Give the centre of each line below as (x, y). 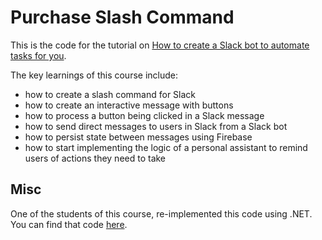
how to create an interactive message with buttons (129, 105)
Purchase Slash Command (122, 17)
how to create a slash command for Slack (110, 94)
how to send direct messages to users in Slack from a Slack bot (156, 126)
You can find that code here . (69, 224)
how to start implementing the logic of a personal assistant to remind (166, 147)
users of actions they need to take (95, 158)
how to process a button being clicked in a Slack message (144, 115)
